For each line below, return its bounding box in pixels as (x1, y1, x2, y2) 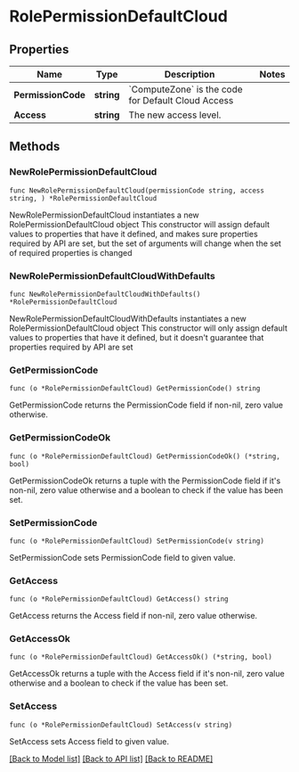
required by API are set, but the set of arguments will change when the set (9, 238, 282, 249)
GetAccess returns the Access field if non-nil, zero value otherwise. (9, 611, 258, 621)
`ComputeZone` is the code (128, 83, 243, 95)
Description (164, 69, 215, 80)
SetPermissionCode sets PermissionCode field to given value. (9, 552, 236, 563)
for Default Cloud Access (128, 94, 234, 106)
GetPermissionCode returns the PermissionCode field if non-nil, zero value (9, 399, 283, 411)
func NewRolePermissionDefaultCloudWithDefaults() (9, 290, 201, 299)
